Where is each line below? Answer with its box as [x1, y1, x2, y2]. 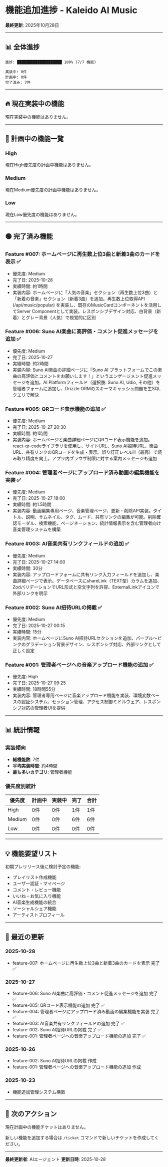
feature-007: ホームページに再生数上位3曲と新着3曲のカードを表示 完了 [12, 960, 160, 966]
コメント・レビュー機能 [12, 887, 61, 893]
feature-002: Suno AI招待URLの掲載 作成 [12, 1058, 96, 1064]
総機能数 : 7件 [12, 757, 40, 762]
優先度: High [12, 674, 38, 680]
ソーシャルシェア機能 [12, 906, 56, 912]
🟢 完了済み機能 [5, 232, 53, 241]
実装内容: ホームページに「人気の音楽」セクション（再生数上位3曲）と [12, 289, 158, 296]
